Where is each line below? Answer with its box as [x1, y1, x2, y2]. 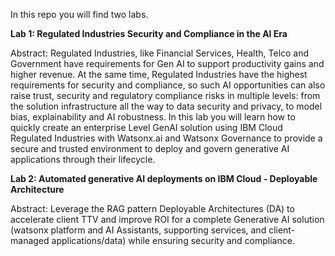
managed [10, 235, 50, 246]
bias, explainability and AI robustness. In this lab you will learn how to [10, 111, 296, 123]
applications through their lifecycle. [10, 154, 156, 165]
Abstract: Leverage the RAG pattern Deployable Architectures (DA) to [10, 203, 295, 214]
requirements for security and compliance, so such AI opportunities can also [10, 79, 326, 91]
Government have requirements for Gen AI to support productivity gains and [10, 58, 325, 69]
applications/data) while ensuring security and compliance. [51, 235, 295, 246]
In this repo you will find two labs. [10, 9, 149, 20]
